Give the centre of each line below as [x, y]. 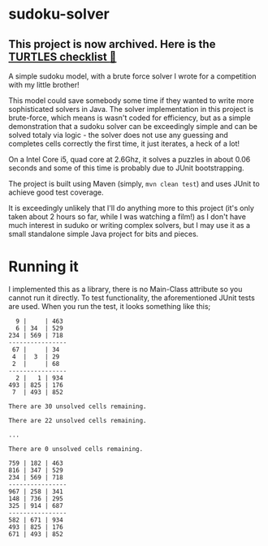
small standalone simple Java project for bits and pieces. [104, 234]
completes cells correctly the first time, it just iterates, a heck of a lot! [124, 144]
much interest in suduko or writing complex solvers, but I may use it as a [129, 225]
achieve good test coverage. [56, 192]
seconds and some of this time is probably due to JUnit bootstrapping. [127, 168]
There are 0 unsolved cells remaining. [76, 449]
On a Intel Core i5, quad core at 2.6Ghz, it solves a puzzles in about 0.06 [130, 159]
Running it [43, 267]
